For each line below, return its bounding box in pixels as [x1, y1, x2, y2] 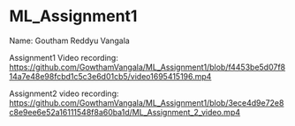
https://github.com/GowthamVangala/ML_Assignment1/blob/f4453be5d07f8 [9, 62, 285, 72]
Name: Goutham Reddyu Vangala [9, 35, 130, 46]
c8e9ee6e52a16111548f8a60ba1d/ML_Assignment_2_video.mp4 [9, 107, 241, 117]
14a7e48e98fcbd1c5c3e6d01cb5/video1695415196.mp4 [9, 70, 212, 81]
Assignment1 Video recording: [9, 52, 119, 63]
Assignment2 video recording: [9, 88, 119, 99]
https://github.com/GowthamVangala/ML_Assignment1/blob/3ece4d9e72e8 [9, 97, 284, 107]
